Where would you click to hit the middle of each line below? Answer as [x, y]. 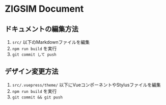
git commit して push [34, 55]
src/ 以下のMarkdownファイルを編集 [51, 42]
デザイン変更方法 [32, 72]
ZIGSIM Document [44, 9]
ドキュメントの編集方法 [41, 29]
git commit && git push [37, 97]
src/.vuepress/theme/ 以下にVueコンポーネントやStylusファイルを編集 [86, 85]
